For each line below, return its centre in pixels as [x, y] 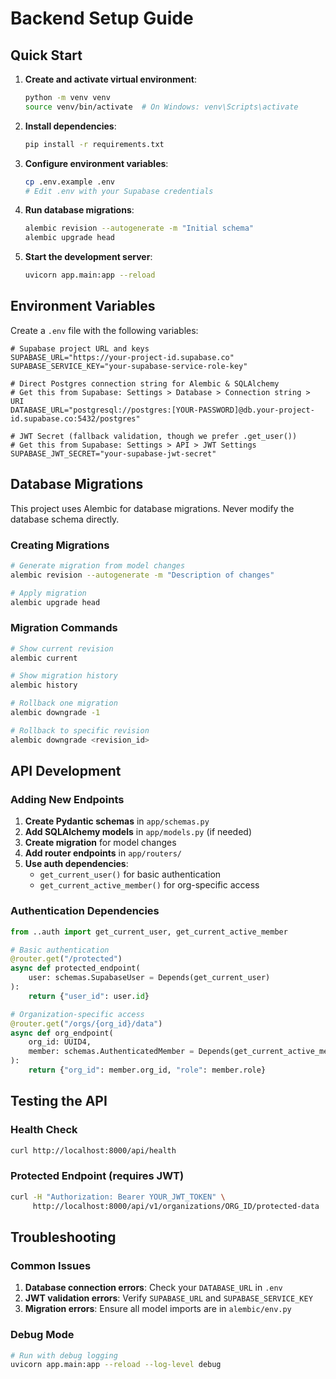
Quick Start [46, 55]
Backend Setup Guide [102, 18]
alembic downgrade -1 [55, 713]
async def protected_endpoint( [75, 968]
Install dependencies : [70, 126]
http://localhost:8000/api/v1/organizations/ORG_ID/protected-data [176, 1206]
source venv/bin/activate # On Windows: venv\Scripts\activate [161, 107]
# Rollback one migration [64, 703]
